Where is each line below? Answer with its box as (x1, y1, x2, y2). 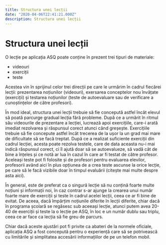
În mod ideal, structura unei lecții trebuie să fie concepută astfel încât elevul (5, 110, 160, 116)
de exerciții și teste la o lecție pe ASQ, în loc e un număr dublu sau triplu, (11, 209, 160, 215)
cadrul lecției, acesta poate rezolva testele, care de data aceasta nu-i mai (5, 141, 155, 147)
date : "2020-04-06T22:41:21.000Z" (5, 12, 77, 17)
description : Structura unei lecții (5, 16, 81, 21)
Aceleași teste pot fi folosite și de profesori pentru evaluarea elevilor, (5, 157, 146, 163)
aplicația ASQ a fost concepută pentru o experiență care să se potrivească (5, 229, 158, 235)
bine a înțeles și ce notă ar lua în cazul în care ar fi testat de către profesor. (5, 152, 158, 158)
